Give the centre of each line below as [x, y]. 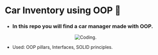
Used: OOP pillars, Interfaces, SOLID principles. [63, 47]
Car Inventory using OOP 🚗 [63, 10]
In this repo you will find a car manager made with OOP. [83, 26]
